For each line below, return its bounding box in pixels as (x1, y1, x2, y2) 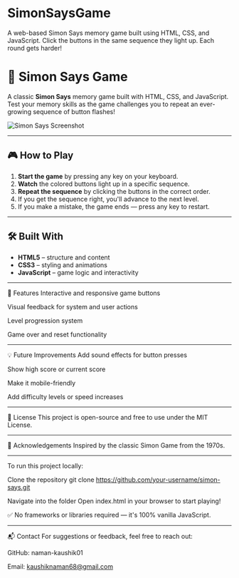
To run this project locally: (7, 461, 84, 470)
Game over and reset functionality (7, 330, 107, 339)
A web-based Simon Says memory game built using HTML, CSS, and (7, 29, 210, 37)
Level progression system (7, 316, 83, 325)
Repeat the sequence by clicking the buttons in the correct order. (17, 187, 211, 195)
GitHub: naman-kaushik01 (7, 548, 83, 557)
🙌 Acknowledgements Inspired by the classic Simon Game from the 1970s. (7, 440, 225, 450)
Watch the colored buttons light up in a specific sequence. (17, 180, 190, 188)
